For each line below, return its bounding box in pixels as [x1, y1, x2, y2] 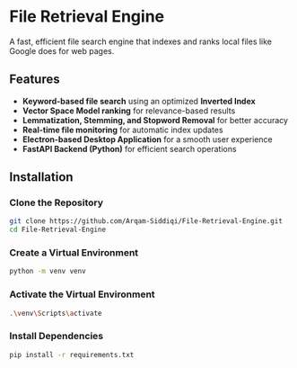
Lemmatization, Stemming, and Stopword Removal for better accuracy [22, 114, 289, 125]
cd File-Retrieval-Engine [9, 225, 106, 235]
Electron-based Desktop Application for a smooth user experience [22, 133, 273, 145]
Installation [9, 169, 74, 185]
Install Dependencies [9, 330, 104, 343]
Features [9, 72, 60, 87]
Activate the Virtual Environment [9, 288, 155, 301]
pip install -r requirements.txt [9, 350, 135, 359]
